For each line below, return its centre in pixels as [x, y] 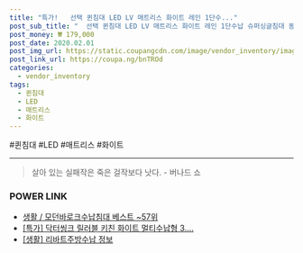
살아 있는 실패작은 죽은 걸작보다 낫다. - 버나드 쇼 [116, 173]
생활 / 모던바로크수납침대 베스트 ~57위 [90, 217]
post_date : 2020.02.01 [52, 43]
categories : [32, 68]
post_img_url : [36, 51]
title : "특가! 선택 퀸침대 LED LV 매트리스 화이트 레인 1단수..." [124, 18]
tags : [19, 85]
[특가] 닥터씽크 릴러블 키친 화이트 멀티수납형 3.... [108, 228]
